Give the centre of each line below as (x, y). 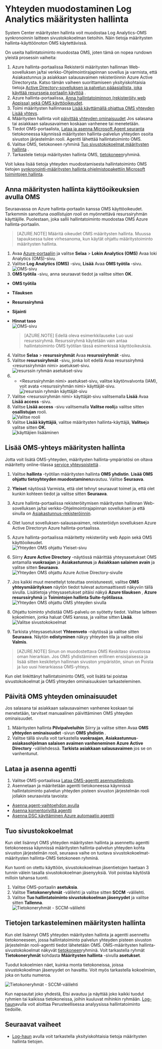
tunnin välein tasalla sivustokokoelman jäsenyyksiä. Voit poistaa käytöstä (78, 872)
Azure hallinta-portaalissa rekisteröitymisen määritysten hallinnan (77, 503)
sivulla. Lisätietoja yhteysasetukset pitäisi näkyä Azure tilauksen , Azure (84, 592)
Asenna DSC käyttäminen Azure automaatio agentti (63, 816)
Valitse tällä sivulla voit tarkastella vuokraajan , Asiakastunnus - (75, 738)
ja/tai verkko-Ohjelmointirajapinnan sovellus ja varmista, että (97, 72)
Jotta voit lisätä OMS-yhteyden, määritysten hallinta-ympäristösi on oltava (79, 459)
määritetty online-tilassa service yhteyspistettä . (53, 465)
